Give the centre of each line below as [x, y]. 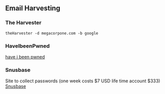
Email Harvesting [33, 8]
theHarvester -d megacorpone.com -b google [52, 33]
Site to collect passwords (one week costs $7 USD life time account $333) [83, 81]
